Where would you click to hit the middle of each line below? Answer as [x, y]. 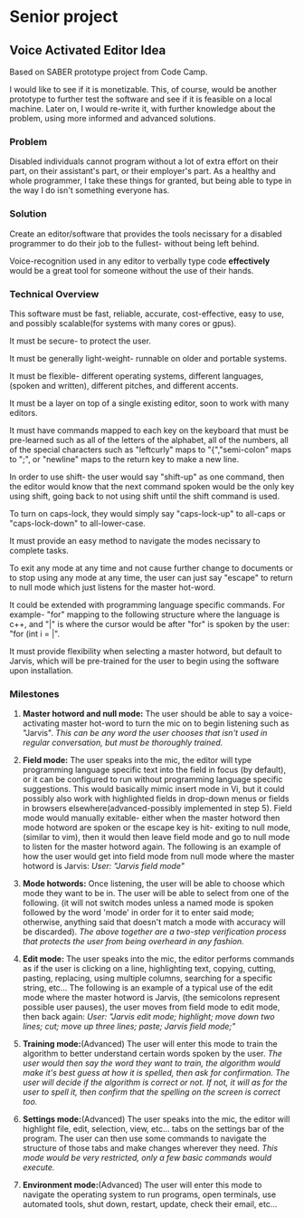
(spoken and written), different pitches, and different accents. [124, 385]
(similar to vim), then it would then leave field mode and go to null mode [156, 837]
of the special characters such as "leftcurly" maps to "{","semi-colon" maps [151, 449]
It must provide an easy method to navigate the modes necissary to [135, 540]
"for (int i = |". [35, 633]
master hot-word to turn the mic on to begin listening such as [176, 723]
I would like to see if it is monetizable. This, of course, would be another [143, 89]
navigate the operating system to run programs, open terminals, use [149, 1194]
